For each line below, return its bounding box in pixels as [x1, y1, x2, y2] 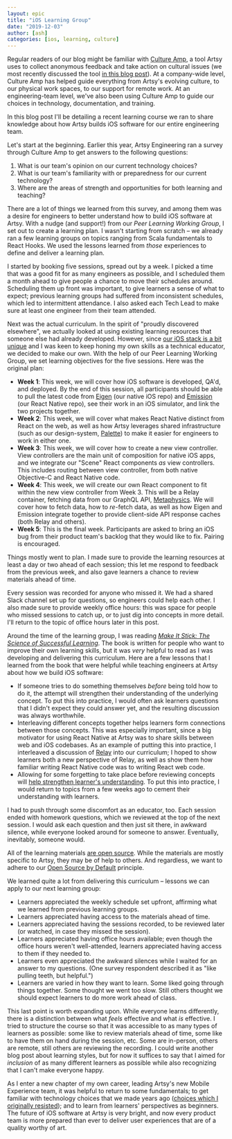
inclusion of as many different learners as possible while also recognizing [7, 1059, 217, 1067]
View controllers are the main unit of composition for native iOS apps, [17, 452, 216, 460]
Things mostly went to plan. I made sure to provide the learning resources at [7, 553, 225, 562]
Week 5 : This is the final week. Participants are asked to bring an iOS [17, 525, 215, 533]
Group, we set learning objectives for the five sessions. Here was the [7, 357, 204, 365]
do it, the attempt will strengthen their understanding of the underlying [17, 690, 218, 698]
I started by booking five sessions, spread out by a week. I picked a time [7, 262, 213, 271]
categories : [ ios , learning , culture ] [7, 36, 119, 43]
